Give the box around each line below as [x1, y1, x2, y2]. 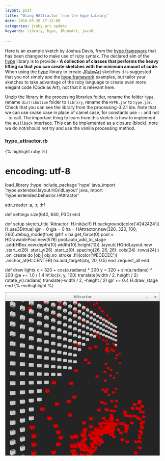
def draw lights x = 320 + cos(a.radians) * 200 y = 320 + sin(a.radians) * [5, 267, 152, 273]
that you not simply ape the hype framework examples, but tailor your [5, 74, 146, 80]
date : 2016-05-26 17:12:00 [5, 18, 60, 23]
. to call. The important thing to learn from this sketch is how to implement [5, 115, 156, 120]
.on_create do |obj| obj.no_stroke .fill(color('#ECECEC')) [5, 252, 118, 258]
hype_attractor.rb [5, 137, 48, 144]
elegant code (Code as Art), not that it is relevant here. [5, 84, 115, 90]
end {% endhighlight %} [5, 283, 54, 289]
